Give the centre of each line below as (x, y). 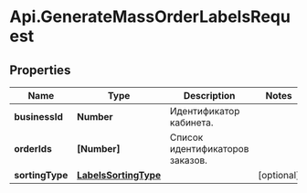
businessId (39, 117)
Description (209, 96)
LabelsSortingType (119, 175)
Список (186, 137)
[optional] (279, 175)
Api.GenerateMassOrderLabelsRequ (150, 17)
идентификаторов (209, 149)
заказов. (189, 160)
